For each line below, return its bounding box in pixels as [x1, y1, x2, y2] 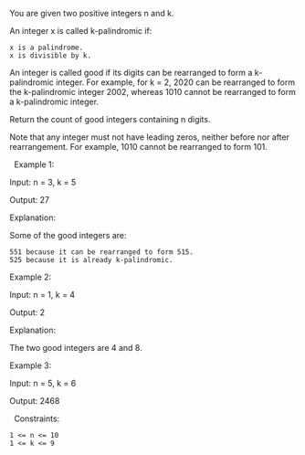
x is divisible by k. [9, 51, 92, 60]
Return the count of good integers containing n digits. [9, 114, 211, 124]
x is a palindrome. [9, 43, 84, 52]
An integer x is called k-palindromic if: [9, 26, 152, 36]
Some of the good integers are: [9, 230, 127, 240]
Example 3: [9, 360, 52, 371]
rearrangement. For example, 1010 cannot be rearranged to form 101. [9, 142, 268, 152]
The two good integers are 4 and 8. [9, 343, 143, 353]
